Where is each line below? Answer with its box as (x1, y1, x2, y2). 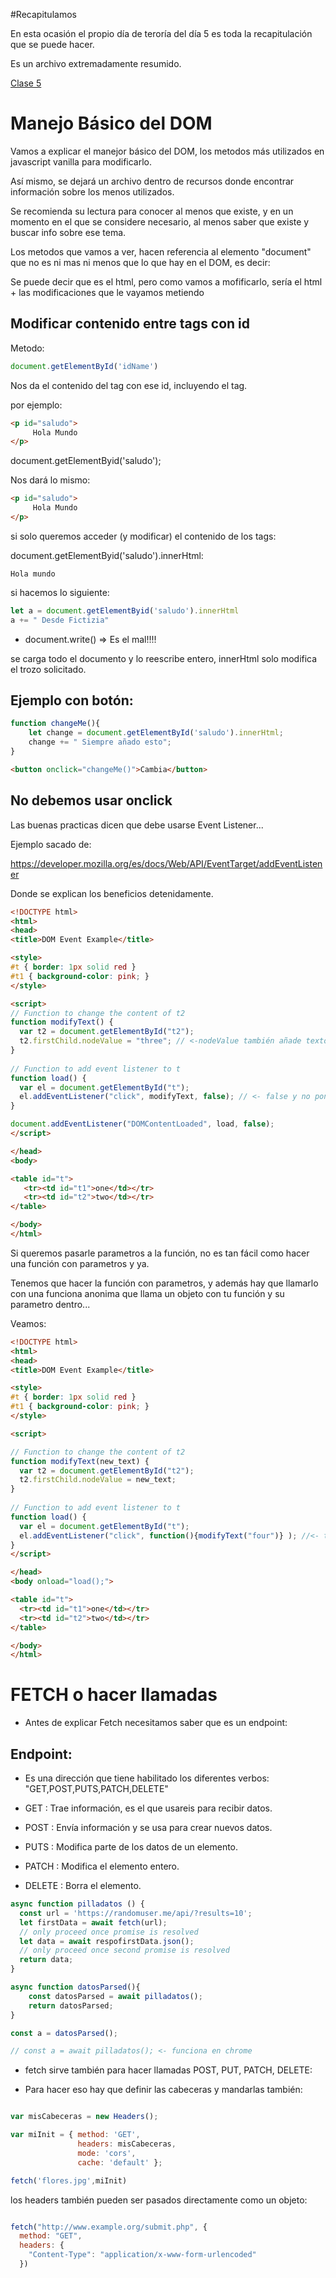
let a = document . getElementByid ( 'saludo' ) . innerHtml (10, 605, 240, 616)
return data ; (19, 1955, 74, 1965)
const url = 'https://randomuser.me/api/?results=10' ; (19, 1908, 253, 1918)
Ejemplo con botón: (10, 692, 134, 709)
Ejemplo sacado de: (10, 838, 92, 850)
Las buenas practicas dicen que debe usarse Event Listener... (10, 819, 264, 831)
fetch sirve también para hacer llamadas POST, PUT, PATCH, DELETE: (24, 2064, 313, 2076)
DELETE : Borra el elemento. (24, 1880, 142, 1891)
